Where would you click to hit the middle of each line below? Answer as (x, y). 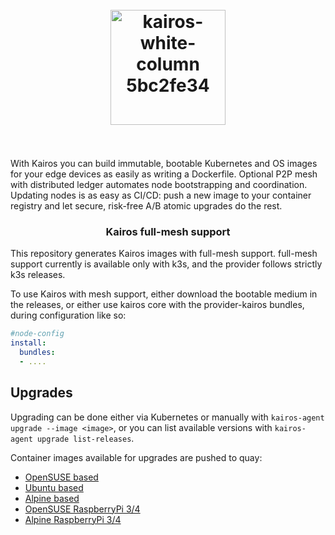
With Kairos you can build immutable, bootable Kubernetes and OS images (164, 163)
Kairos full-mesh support (168, 231)
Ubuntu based (54, 487)
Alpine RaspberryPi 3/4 (73, 519)
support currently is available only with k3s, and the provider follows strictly (166, 264)
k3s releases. (38, 275)
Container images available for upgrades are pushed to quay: (136, 457)
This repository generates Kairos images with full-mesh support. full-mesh (164, 254)
